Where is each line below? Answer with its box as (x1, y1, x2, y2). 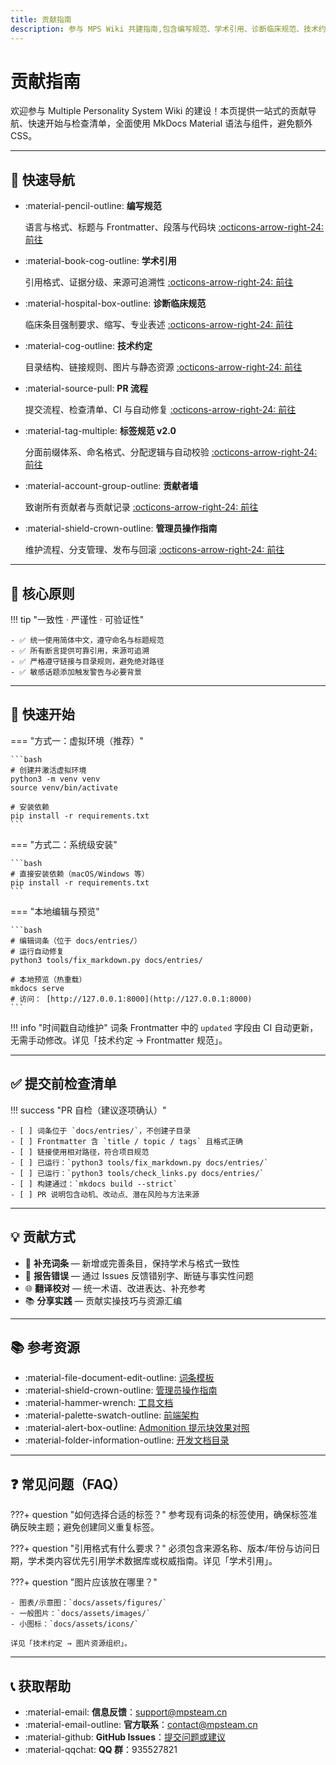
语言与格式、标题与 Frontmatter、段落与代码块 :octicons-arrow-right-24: (24, 221, 325, 233)
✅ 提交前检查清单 (10, 1076, 117, 1093)
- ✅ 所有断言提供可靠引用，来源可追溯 (10, 646, 150, 656)
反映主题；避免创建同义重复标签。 (18, 1521, 160, 1533)
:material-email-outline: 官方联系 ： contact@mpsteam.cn (24, 1718, 258, 1730)
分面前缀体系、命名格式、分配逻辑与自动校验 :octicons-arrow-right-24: (24, 446, 318, 458)
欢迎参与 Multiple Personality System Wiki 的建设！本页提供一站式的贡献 (10, 105, 308, 117)
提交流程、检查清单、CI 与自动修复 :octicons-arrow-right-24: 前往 (24, 404, 297, 416)
